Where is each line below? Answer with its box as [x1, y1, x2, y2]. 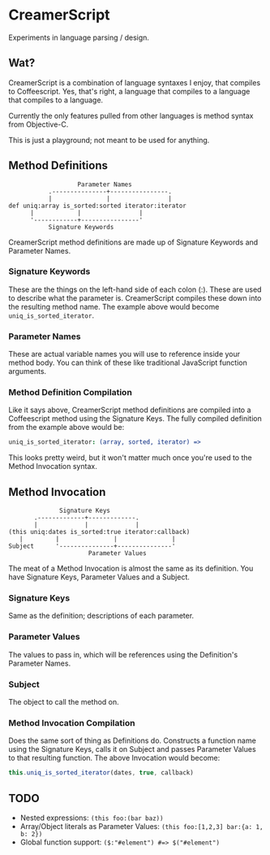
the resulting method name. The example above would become [8, 302, 220, 311]
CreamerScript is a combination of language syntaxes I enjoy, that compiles [8, 77, 261, 87]
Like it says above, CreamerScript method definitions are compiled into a [8, 405, 251, 415]
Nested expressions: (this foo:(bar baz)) [19, 813, 164, 822]
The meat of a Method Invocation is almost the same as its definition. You [8, 563, 254, 574]
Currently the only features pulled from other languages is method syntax [8, 111, 254, 120]
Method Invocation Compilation [8, 717, 135, 728]
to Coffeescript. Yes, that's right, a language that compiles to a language [8, 86, 251, 96]
